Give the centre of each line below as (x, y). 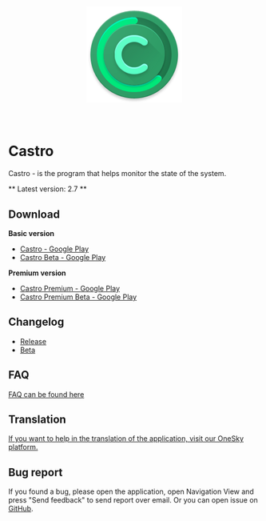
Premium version (37, 273)
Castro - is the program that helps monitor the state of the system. (117, 174)
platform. (23, 447)
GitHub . (21, 509)
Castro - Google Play (54, 249)
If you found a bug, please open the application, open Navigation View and (131, 491)
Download (34, 214)
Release (33, 341)
